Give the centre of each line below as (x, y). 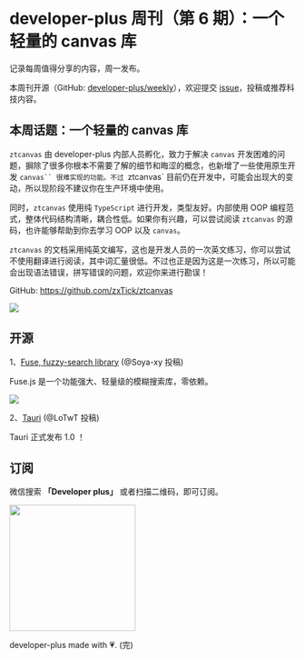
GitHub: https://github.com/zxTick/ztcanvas (91, 290)
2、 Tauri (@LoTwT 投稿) (54, 417)
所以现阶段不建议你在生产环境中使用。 (97, 188)
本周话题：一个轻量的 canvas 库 (99, 130)
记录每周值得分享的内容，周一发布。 (77, 68)
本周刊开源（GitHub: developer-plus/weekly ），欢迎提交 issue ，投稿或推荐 (148, 87)
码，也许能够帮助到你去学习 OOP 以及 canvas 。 (98, 230)
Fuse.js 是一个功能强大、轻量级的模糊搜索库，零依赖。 (111, 381)
